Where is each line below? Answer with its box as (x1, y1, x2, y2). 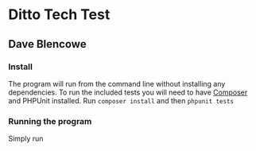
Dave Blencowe (8, 37, 87, 51)
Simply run (8, 134, 44, 144)
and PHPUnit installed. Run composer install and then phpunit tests (8, 95, 235, 105)
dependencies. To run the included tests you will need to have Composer (8, 87, 248, 97)
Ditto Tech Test (8, 6, 111, 24)
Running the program (8, 115, 92, 126)
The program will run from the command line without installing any (8, 79, 226, 88)
